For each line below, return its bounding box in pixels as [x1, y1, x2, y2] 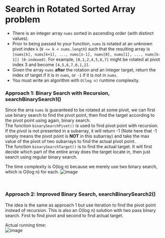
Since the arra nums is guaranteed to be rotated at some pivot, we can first [5, 107, 156, 113]
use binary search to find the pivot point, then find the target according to [5, 112, 155, 118]
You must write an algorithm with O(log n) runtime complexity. [12, 77, 140, 83]
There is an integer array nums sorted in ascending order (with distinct [12, 30, 154, 36]
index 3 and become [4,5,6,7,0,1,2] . [12, 62, 90, 68]
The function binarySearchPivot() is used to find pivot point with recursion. [5, 123, 159, 129]
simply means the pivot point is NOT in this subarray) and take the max [5, 133, 150, 139]
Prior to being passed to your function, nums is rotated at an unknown [12, 40, 153, 46]
